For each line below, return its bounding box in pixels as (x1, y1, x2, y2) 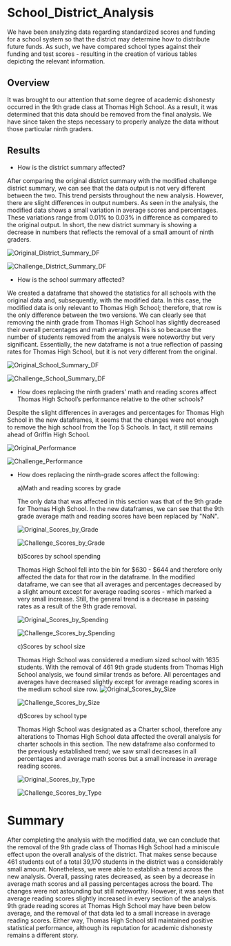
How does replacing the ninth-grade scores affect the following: (17, 470, 200, 479)
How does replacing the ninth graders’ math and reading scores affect (17, 387, 217, 396)
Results (7, 145, 41, 157)
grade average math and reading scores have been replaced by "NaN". (17, 512, 219, 520)
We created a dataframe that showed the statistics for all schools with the (7, 289, 217, 297)
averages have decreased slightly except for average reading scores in (17, 677, 219, 686)
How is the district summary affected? (17, 163, 125, 171)
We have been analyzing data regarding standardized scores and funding (7, 28, 216, 36)
